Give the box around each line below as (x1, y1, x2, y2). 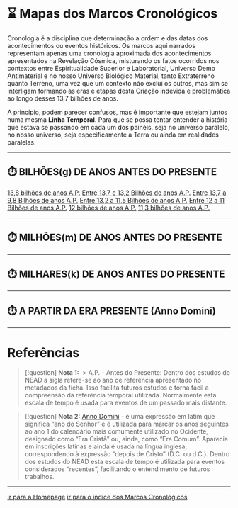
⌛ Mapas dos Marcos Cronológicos (7, 6, 218, 22)
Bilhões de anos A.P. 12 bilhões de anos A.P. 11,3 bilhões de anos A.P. (7, 203, 210, 212)
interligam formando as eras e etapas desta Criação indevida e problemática (7, 86, 231, 95)
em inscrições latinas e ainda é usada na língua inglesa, (24, 442, 188, 451)
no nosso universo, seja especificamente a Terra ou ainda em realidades (7, 130, 220, 139)
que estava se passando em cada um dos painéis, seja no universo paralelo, (7, 123, 230, 131)
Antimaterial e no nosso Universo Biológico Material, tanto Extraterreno (7, 72, 215, 80)
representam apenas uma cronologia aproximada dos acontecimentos (7, 49, 212, 57)
